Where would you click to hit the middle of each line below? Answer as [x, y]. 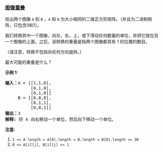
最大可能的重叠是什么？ [28, 62]
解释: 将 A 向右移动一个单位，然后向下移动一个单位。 [61, 119]
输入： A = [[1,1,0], [28, 83]
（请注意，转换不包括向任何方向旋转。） [45, 52]
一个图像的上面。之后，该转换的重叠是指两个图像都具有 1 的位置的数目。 [77, 42]
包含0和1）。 [30, 25]
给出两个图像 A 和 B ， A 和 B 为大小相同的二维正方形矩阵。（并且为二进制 [77, 19]
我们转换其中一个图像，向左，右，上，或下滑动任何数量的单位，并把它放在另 [82, 35]
